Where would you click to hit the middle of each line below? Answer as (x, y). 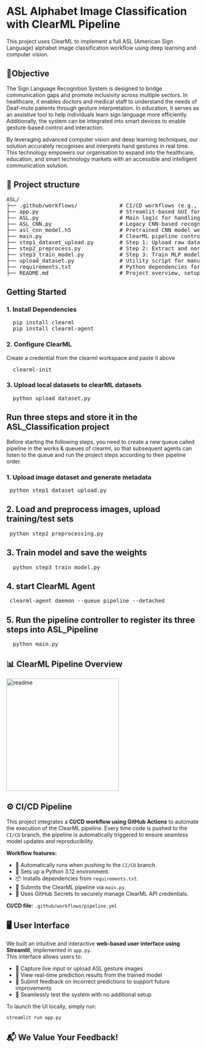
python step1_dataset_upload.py (58, 490)
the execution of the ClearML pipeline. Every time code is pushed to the (97, 828)
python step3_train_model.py (56, 567)
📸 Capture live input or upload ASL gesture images (79, 968)
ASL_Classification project (58, 427)
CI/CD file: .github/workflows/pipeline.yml (62, 905)
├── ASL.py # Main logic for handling (103, 218)
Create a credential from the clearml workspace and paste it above (91, 358)
